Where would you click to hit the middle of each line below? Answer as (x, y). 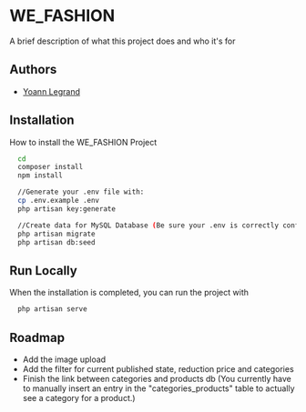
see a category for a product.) (79, 397)
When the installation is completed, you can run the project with (129, 293)
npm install (41, 176)
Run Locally (43, 271)
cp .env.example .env (59, 201)
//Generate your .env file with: (81, 192)
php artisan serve (53, 309)
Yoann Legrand (51, 91)
